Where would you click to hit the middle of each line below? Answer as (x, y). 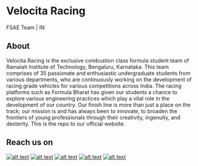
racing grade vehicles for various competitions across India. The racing (94, 86)
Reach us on (30, 142)
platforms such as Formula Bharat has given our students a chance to (92, 92)
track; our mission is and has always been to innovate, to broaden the (92, 111)
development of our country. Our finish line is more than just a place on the (98, 105)
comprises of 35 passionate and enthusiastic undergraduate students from (98, 73)
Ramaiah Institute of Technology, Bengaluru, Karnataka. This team (88, 67)
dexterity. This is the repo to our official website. (66, 124)
